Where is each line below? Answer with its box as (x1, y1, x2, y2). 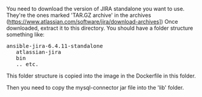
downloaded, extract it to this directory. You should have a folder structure (6, 24, 193, 32)
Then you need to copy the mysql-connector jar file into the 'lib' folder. (6, 84, 184, 91)
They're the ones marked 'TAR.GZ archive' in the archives (6, 12, 151, 19)
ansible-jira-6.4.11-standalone (6, 42, 103, 49)
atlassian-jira (16, 48, 62, 55)
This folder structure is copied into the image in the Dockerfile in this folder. (6, 72, 197, 79)
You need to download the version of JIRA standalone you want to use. (6, 5, 185, 12)
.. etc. (16, 61, 39, 67)
